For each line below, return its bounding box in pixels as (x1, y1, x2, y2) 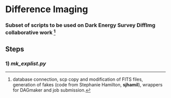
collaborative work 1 (5, 28, 56, 36)
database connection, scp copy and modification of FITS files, (12, 76, 144, 82)
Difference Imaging (5, 4, 88, 15)
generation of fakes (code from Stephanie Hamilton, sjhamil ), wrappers (12, 82, 163, 88)
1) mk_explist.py (5, 60, 46, 67)
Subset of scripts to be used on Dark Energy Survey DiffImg (5, 22, 156, 29)
